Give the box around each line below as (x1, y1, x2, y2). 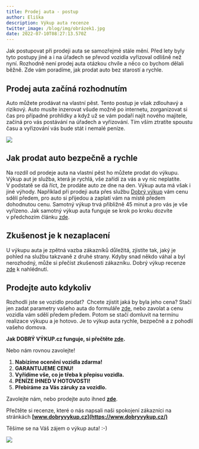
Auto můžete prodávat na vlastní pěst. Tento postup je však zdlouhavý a (6, 99, 184, 106)
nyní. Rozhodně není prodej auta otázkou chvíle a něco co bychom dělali (6, 60, 184, 67)
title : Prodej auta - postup (6, 8, 79, 15)
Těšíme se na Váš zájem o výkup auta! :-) (6, 425, 108, 432)
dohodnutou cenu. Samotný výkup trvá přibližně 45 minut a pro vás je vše (6, 200, 188, 208)
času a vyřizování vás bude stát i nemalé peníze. (6, 125, 126, 132)
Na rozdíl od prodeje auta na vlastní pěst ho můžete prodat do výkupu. (6, 169, 179, 176)
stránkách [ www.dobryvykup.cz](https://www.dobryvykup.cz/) (6, 413, 168, 420)
